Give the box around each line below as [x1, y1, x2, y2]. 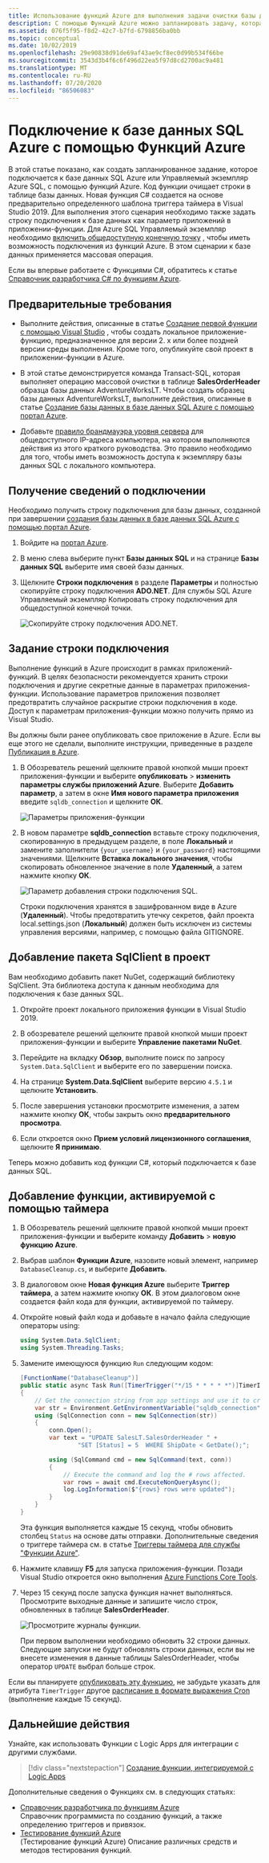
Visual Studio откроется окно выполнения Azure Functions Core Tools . [19, 1572, 259, 1582]
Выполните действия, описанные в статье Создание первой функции [19, 319, 258, 328]
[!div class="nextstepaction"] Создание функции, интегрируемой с [27, 1763, 254, 1772]
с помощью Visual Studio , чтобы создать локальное [19, 327, 199, 337]
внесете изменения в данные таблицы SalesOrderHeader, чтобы [19, 1653, 240, 1662]
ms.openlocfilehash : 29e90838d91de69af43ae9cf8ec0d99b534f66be [8, 49, 224, 57]
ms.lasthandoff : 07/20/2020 [8, 79, 102, 87]
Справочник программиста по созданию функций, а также [19, 1811, 223, 1820]
